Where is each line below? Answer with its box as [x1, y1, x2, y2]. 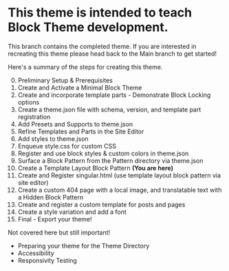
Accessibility [17, 249, 54, 257]
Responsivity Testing [17, 256, 78, 264]
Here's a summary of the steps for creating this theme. [8, 63, 163, 71]
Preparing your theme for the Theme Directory [17, 241, 150, 250]
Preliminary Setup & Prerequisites [17, 76, 113, 84]
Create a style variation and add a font [17, 208, 127, 216]
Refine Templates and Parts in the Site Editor [17, 127, 144, 135]
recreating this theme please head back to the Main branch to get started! [8, 50, 217, 58]
